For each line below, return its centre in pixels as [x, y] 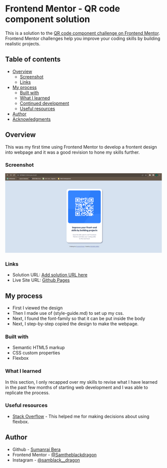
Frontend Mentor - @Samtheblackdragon [54, 455]
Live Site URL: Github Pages [41, 280]
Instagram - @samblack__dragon [46, 460]
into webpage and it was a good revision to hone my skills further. [73, 152]
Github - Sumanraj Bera [37, 449]
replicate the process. [28, 393]
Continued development [44, 103]
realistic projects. [23, 43]
